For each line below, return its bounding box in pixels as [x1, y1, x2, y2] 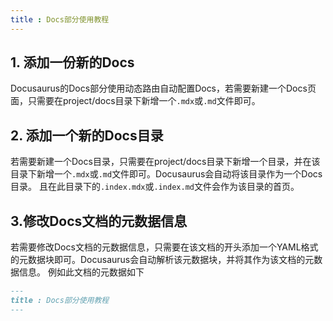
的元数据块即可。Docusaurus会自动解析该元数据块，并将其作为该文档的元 [10, 254, 315, 266]
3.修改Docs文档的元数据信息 [10, 212, 188, 230]
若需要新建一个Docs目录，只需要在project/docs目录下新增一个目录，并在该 [10, 156, 321, 168]
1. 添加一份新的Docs [10, 54, 135, 71]
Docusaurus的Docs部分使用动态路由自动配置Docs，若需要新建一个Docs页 [10, 82, 317, 95]
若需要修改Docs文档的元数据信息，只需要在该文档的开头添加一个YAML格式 [10, 241, 319, 253]
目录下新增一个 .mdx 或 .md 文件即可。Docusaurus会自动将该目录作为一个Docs [10, 168, 323, 180]
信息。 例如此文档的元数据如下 [18, 266, 145, 278]
